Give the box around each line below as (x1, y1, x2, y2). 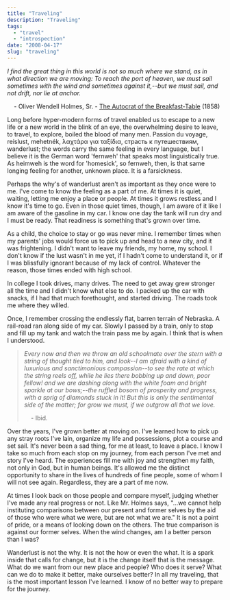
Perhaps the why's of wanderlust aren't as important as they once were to (7, 180, 216, 188)
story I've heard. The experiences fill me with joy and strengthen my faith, (7, 456, 216, 464)
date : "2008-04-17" (7, 42, 63, 49)
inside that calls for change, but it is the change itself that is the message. (7, 555, 215, 564)
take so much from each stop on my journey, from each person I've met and (7, 448, 222, 457)
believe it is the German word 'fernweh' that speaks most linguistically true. (7, 152, 220, 160)
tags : (7, 23, 23, 29)
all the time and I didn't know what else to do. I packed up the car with (7, 286, 205, 295)
